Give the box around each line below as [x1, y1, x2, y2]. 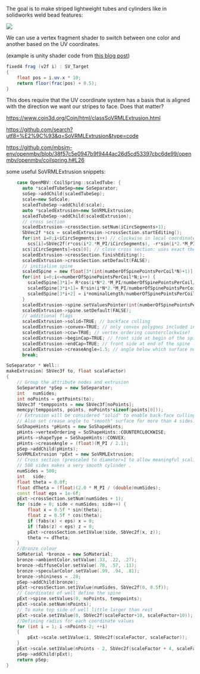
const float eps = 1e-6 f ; [17, 490, 82, 496]
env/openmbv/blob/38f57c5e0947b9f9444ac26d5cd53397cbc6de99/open [6, 150, 192, 158]
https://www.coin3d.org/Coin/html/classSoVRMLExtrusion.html [6, 115, 161, 122]
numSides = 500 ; [17, 468, 58, 474]
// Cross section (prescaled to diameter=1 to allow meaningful [17, 457, 180, 463]
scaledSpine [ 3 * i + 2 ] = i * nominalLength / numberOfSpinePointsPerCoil [27, 291, 196, 297]
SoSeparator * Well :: [6, 362, 60, 369]
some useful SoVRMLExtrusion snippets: [6, 168, 106, 176]
